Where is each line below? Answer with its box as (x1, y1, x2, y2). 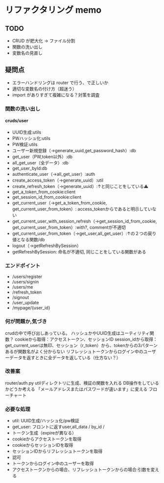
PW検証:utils (12, 141, 38, 147)
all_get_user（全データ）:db (12, 160, 69, 165)
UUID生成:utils (12, 129, 42, 135)
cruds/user (5, 118, 28, 124)
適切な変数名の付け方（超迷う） (12, 86, 77, 92)
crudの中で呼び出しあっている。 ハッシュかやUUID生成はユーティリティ (5, 330, 150, 336)
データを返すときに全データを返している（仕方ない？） (9, 354, 121, 360)
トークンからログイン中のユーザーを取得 (12, 460, 94, 466)
